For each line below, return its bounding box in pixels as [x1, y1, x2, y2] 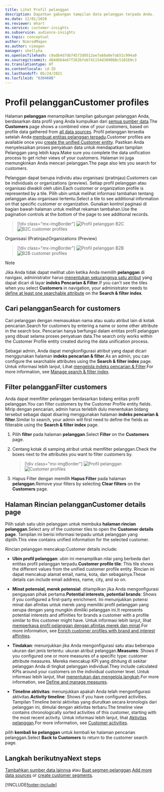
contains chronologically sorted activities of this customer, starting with [12, 710, 157, 715]
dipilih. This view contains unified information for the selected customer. [5, 537, 149, 543]
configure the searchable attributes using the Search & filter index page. [5, 358, 152, 364]
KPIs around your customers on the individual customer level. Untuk [12, 669, 149, 675]
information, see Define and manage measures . [12, 679, 109, 685]
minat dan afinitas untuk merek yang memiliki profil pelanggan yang [12, 602, 149, 608]
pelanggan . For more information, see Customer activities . [12, 720, 129, 726]
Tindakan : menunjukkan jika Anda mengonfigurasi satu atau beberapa [12, 643, 155, 649]
